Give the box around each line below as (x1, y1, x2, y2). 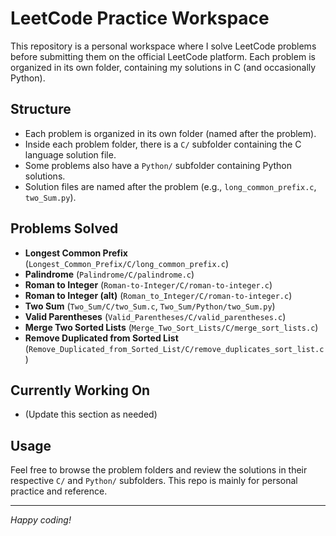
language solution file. (24, 148, 117, 161)
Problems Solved (10, 220, 119, 237)
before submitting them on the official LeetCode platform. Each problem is (10, 50, 316, 62)
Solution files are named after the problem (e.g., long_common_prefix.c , (24, 180, 317, 192)
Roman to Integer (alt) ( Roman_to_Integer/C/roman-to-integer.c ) (24, 289, 293, 301)
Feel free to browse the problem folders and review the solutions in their (10, 464, 308, 476)
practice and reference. (10, 485, 108, 497)
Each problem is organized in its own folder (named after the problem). (24, 127, 317, 139)
